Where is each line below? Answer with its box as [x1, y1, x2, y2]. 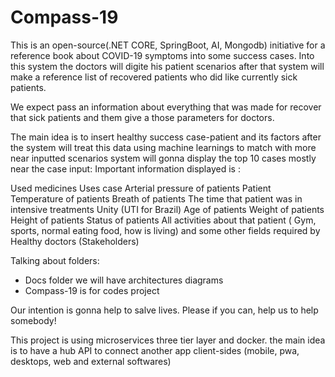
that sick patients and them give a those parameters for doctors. [10, 111, 275, 123]
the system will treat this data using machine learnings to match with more [10, 141, 317, 153]
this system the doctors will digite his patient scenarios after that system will [10, 60, 325, 72]
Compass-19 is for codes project [24, 284, 160, 296]
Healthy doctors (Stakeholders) [10, 235, 140, 247]
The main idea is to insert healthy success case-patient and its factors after [10, 131, 322, 143]
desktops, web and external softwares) [10, 355, 172, 367]
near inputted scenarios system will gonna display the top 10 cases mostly [10, 152, 317, 164]
